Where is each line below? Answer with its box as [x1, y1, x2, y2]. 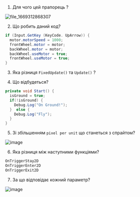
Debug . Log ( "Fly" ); [14, 111, 52, 117]
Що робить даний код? [12, 23, 61, 29]
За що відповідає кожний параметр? [12, 177, 90, 183]
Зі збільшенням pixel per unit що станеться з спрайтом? [12, 130, 136, 136]
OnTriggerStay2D [5, 158, 39, 164]
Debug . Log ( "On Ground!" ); [14, 102, 68, 107]
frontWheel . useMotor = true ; [9, 56, 70, 61]
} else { [9, 107, 30, 112]
